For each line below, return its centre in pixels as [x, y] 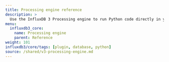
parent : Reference [33, 38]
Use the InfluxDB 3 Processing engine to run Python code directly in [85, 19]
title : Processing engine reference [44, 10]
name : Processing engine [40, 33]
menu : [11, 24]
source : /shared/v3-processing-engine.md [49, 51]
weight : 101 [18, 42]
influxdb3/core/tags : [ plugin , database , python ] [58, 47]
